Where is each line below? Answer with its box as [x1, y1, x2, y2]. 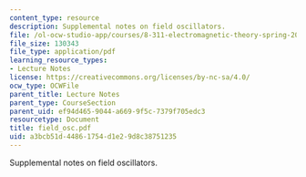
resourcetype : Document [9, 115, 100, 124]
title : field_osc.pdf [9, 124, 92, 133]
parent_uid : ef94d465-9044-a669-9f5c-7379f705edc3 [9, 107, 206, 116]
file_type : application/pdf [9, 47, 117, 57]
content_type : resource [9, 13, 100, 23]
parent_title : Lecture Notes [9, 89, 120, 99]
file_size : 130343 [9, 38, 79, 48]
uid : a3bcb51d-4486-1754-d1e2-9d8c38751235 [9, 132, 178, 141]
